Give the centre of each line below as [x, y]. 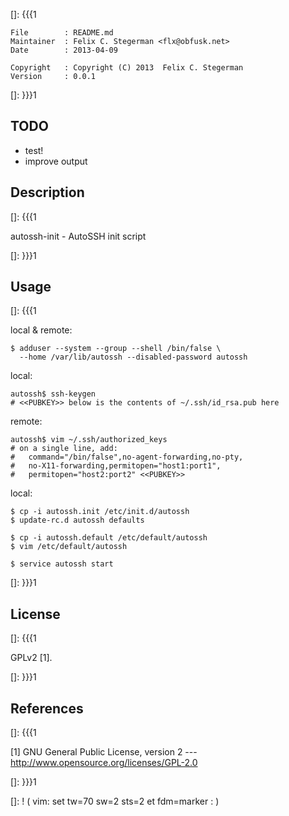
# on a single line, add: [64, 449]
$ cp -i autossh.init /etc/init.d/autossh [100, 512]
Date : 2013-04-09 [64, 50]
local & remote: [41, 330]
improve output [56, 161]
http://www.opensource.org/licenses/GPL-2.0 [104, 763]
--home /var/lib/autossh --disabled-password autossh [133, 357]
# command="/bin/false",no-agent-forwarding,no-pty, [127, 457]
